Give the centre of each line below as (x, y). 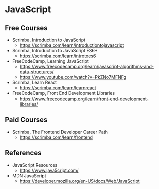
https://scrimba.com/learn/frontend (56, 137)
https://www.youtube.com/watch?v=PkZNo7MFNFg (73, 77)
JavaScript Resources (35, 165)
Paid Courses (26, 120)
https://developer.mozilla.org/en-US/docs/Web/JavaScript (79, 181)
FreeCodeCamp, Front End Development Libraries (63, 93)
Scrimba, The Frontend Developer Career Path (60, 132)
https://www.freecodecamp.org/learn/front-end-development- (84, 99)
